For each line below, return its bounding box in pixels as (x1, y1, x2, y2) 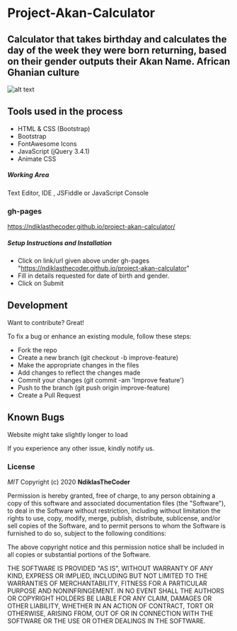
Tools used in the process (7, 106, 123, 118)
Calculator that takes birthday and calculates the (7, 33, 227, 45)
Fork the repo (17, 346, 58, 354)
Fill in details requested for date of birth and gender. (17, 271, 170, 280)
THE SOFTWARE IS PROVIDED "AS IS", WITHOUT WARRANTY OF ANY (7, 564, 214, 572)
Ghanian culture (7, 66, 80, 79)
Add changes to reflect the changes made (17, 368, 141, 377)
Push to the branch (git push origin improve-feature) (17, 383, 170, 392)
